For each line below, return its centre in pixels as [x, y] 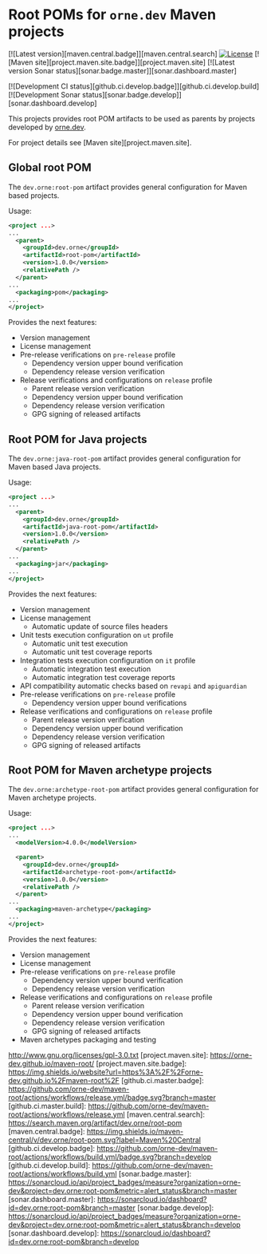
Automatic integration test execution [91, 669]
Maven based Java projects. [55, 467]
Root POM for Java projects [78, 439]
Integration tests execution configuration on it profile [108, 660]
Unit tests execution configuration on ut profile [96, 635]
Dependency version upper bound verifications [109, 702]
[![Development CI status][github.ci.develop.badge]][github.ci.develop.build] [134, 86]
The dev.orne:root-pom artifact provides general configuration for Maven [128, 187]
